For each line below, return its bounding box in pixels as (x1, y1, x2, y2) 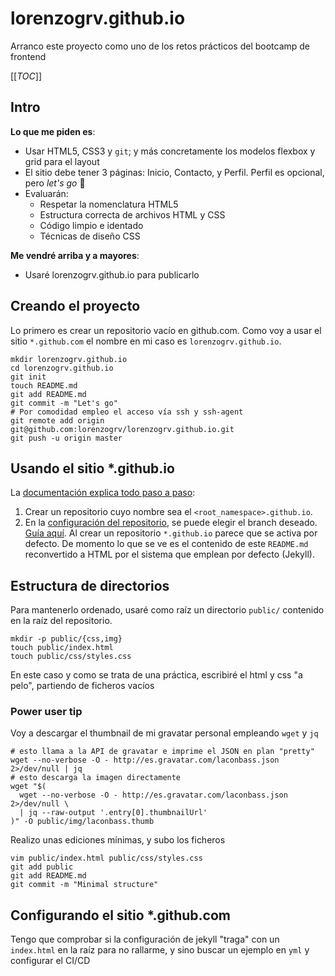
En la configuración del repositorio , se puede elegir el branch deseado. (24, 517, 318, 529)
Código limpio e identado (39, 219, 144, 231)
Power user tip (10, 705, 83, 719)
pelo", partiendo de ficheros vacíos (10, 680, 155, 692)
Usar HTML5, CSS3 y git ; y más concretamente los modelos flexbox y (24, 145, 316, 157)
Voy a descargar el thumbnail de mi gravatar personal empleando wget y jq (10, 727, 319, 739)
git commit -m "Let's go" (10, 398, 118, 408)
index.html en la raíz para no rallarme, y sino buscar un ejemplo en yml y (10, 944, 310, 956)
